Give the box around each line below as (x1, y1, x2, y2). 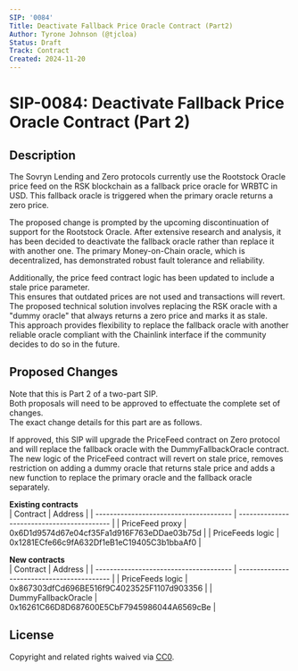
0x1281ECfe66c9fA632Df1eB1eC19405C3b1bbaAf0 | (9, 537, 202, 548)
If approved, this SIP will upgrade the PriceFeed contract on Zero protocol (9, 434, 281, 445)
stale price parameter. (9, 282, 91, 292)
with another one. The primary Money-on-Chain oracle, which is (9, 246, 245, 256)
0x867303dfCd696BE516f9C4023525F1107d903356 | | (9, 583, 212, 593)
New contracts (9, 554, 65, 565)
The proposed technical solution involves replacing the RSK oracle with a (9, 301, 278, 311)
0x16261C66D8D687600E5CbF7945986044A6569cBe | (9, 601, 217, 612)
